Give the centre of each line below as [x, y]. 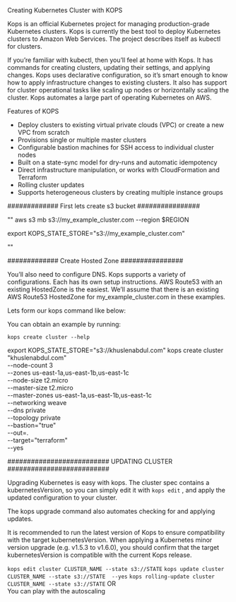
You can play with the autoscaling [57, 591]
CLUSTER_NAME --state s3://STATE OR [62, 584]
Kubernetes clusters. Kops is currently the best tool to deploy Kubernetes [114, 31]
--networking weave [37, 403]
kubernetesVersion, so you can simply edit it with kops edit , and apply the [117, 490]
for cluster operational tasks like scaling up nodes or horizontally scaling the [118, 90]
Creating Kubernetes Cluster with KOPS [65, 10]
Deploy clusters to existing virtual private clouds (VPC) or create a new [121, 125]
